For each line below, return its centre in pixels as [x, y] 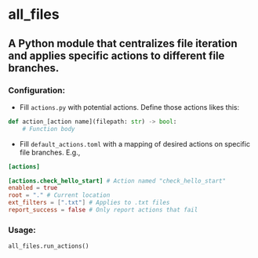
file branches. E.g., [50, 152]
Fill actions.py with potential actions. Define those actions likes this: [129, 107]
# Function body [49, 129]
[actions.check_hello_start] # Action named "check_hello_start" [117, 181]
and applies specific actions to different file [116, 55]
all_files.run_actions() [49, 246]
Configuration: [36, 90]
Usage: [22, 230]
